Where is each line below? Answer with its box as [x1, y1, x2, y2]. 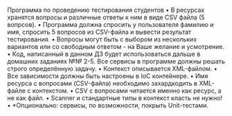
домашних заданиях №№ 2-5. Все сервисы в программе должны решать [7, 57, 225, 65]
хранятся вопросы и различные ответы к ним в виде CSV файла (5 [7, 13, 206, 21]
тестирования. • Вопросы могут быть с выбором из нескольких [7, 35, 197, 43]
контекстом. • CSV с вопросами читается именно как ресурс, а [32, 86, 222, 95]
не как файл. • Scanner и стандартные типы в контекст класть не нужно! [7, 94, 223, 102]
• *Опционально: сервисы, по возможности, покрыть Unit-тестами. [7, 101, 209, 109]
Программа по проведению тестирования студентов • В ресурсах [7, 6, 205, 14]
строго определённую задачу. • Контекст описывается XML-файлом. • [7, 65, 218, 72]
